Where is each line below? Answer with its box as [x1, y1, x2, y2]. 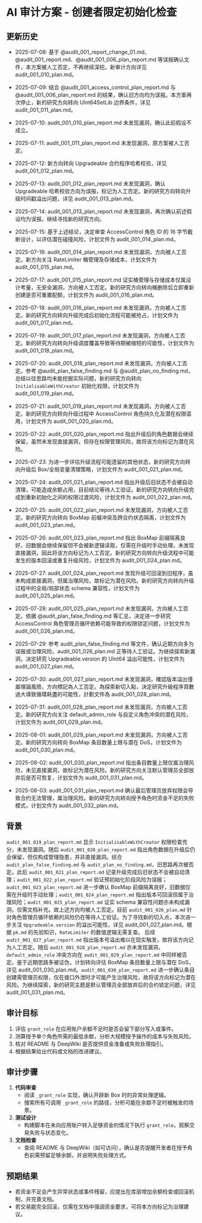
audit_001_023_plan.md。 [14, 522, 79, 528]
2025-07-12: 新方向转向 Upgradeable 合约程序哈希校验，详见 [14, 160, 167, 167]
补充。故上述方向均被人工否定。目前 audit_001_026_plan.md [37, 906, 186, 913]
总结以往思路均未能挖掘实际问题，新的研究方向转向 [14, 375, 142, 382]
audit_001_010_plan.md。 [14, 71, 77, 78]
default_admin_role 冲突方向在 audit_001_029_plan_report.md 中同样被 [6, 951, 182, 958]
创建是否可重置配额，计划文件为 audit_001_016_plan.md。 [14, 291, 158, 298]
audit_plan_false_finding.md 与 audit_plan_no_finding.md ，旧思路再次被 [6, 861, 189, 868]
